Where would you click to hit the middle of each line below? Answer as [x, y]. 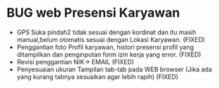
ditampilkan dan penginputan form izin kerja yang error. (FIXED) [109, 54]
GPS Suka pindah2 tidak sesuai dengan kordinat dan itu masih [106, 32]
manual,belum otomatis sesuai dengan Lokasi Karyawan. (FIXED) [111, 39]
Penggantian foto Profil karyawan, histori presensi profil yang [105, 47]
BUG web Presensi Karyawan [93, 13]
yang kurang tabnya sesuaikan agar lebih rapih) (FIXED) [98, 76]
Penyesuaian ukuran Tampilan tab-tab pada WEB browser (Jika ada [114, 69]
